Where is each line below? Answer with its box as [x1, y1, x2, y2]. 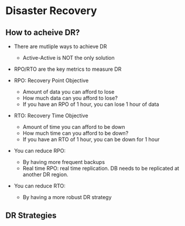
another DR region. [22, 171, 68, 178]
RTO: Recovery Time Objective [13, 112, 88, 119]
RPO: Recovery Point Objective [13, 77, 89, 84]
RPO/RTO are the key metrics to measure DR [13, 66, 122, 73]
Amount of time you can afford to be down [22, 124, 125, 130]
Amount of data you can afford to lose [22, 88, 115, 95]
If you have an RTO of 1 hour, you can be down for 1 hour [22, 136, 160, 143]
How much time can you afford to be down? [22, 130, 129, 136]
